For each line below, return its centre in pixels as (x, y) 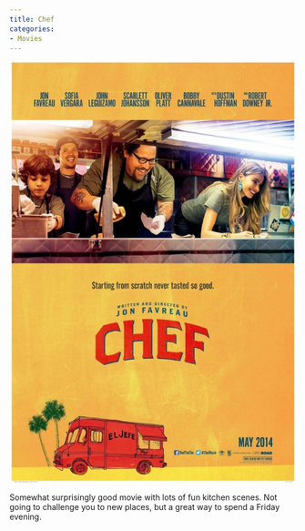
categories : (32, 29)
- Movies (26, 38)
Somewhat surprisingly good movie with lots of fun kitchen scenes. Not (143, 497)
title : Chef (32, 19)
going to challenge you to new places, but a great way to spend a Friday (145, 506)
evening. (26, 516)
